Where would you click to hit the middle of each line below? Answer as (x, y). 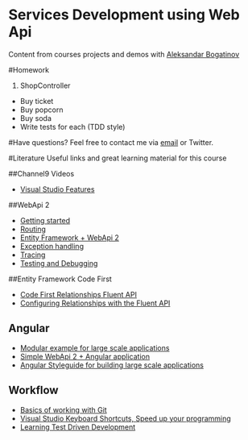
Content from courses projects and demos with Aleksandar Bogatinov (124, 54)
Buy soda (36, 118)
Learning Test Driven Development (78, 427)
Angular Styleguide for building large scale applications (112, 365)
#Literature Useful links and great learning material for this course (118, 158)
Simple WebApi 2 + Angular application (85, 356)
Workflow (33, 390)
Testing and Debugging (59, 263)
